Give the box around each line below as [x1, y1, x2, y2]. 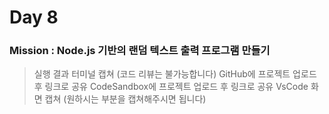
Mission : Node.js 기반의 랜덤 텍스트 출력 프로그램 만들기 [9, 44, 271, 58]
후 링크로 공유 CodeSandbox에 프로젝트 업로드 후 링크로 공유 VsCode [33, 81, 309, 93]
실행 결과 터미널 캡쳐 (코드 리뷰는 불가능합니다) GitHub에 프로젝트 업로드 [33, 68, 317, 80]
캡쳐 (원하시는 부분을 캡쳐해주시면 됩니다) [44, 93, 207, 105]
